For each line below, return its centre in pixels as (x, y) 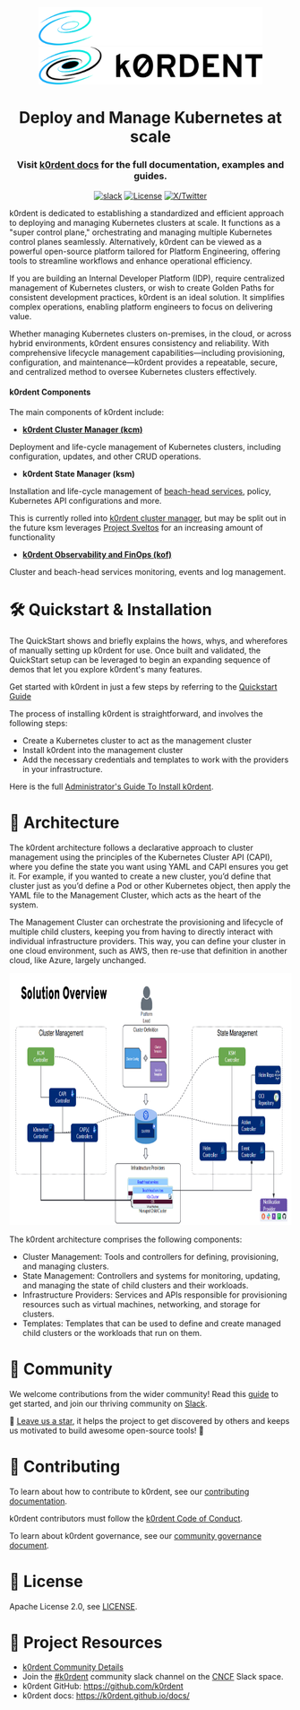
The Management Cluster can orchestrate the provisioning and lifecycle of (146, 922)
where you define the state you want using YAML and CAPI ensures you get (149, 866)
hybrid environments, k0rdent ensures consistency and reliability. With (139, 343)
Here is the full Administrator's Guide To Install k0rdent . (111, 786)
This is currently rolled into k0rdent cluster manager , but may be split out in (148, 517)
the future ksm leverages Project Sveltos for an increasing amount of (136, 527)
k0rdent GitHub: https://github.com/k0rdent (103, 1686)
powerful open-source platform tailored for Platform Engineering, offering (145, 251)
